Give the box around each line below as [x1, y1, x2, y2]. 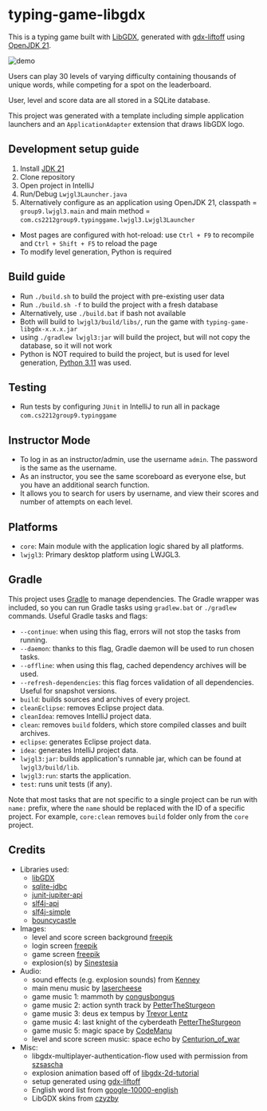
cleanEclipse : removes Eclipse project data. [19, 702, 165, 712]
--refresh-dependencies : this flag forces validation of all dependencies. [19, 677, 254, 687]
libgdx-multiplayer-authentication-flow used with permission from [31, 1051, 249, 1061]
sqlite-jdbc [31, 881, 68, 891]
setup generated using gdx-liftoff [31, 1076, 141, 1086]
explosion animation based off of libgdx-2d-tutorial [31, 1068, 199, 1077]
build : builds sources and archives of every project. [19, 694, 190, 704]
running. [19, 635, 48, 644]
